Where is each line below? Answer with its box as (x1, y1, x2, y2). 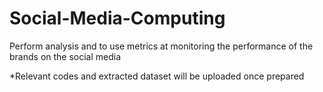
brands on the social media (9, 50, 122, 62)
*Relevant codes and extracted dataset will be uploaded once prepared (9, 70, 305, 82)
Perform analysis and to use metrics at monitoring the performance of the (9, 40, 314, 52)
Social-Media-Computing (9, 7, 226, 30)
